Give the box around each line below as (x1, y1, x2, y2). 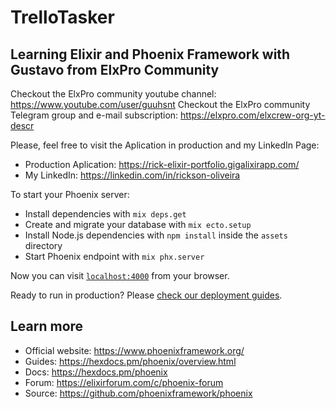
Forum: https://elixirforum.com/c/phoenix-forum (24, 376, 224, 388)
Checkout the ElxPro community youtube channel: (10, 88, 217, 100)
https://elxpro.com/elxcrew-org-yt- (180, 109, 326, 121)
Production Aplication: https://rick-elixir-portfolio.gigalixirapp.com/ (24, 159, 300, 170)
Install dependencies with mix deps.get (24, 208, 187, 220)
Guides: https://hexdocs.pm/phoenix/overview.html (24, 355, 237, 367)
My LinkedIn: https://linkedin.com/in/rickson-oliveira (24, 169, 241, 181)
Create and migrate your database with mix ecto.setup (24, 219, 252, 230)
